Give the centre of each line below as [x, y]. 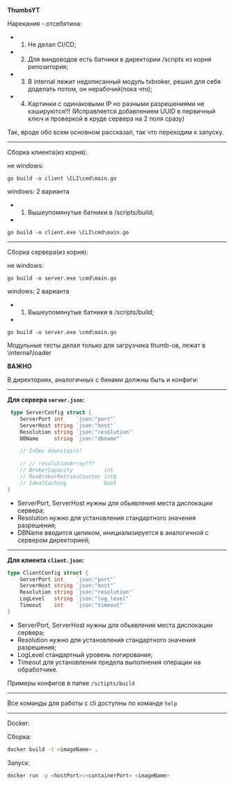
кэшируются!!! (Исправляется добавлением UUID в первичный [122, 111]
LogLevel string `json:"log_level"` [76, 599]
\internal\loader [30, 353]
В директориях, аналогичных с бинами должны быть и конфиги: [103, 380]
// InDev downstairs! [51, 451]
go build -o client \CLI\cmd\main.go [62, 179]
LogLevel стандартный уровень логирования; [85, 654]
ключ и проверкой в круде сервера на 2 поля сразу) [106, 119]
